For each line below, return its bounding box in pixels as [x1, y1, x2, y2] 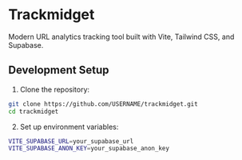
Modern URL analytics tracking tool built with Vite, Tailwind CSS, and [8, 32, 235, 41]
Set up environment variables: [19, 122, 119, 131]
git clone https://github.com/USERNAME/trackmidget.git [8, 100, 198, 108]
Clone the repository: [19, 84, 90, 94]
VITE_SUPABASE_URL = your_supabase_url [8, 137, 134, 145]
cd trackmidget [8, 107, 59, 115]
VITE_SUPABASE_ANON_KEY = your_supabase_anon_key [8, 145, 170, 153]
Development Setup [8, 64, 109, 77]
